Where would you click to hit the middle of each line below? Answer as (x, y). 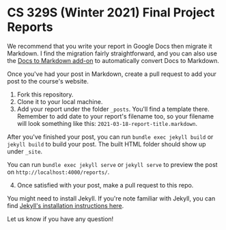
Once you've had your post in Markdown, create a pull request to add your (112, 74)
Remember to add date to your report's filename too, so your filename (115, 116)
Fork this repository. (45, 94)
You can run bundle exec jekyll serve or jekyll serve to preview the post (112, 164)
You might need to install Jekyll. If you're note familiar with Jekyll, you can (111, 198)
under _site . (25, 151)
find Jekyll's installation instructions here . (66, 205)
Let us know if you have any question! (60, 219)
